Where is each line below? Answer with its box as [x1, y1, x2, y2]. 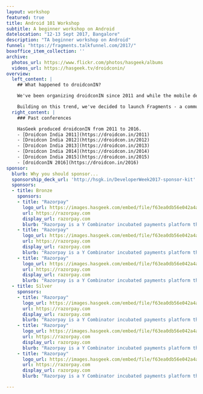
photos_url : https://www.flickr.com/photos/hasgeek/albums [11, 59, 164, 65]
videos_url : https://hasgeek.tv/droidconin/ [11, 65, 126, 71]
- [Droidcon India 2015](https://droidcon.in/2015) [17, 154, 150, 160]
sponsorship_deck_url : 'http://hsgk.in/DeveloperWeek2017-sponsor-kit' [11, 176, 196, 182]
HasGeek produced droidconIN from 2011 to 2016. [17, 126, 142, 132]
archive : [6, 54, 28, 60]
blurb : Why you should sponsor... [11, 170, 98, 177]
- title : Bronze [11, 188, 53, 194]
